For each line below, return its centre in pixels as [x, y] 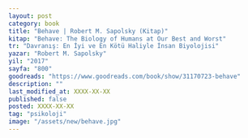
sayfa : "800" [30, 69]
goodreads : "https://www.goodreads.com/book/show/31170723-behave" [125, 76]
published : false [38, 99]
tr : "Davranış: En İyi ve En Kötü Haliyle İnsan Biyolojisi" [114, 46]
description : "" [36, 84]
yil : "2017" [28, 62]
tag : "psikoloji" [38, 114]
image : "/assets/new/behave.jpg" [65, 122]
